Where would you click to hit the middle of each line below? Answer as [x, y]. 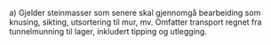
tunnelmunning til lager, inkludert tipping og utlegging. [108, 31]
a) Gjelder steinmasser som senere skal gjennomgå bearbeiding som [135, 13]
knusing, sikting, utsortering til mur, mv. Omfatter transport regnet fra [135, 22]
